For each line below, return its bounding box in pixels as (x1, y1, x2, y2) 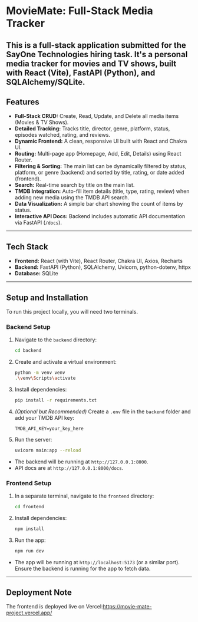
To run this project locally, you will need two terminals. (6, 308, 138, 315)
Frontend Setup (6, 479, 52, 487)
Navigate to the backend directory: (14, 336, 97, 343)
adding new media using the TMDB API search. (14, 194, 130, 201)
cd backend (14, 348, 42, 354)
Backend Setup (6, 322, 51, 331)
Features (6, 97, 39, 107)
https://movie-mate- (103, 603, 152, 610)
